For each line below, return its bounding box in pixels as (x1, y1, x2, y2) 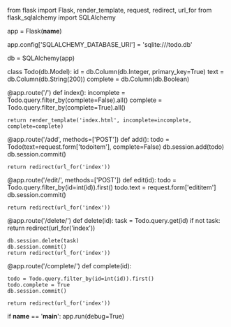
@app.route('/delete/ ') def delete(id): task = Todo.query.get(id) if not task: (7, 217, 221, 224)
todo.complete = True (7, 282, 70, 289)
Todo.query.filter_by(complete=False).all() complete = (7, 96, 163, 104)
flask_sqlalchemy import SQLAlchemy (7, 13, 117, 22)
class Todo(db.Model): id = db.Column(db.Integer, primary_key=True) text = (7, 68, 225, 75)
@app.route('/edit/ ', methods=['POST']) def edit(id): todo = (7, 176, 177, 184)
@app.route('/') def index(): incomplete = (7, 89, 126, 96)
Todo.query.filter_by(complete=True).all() (7, 103, 126, 111)
